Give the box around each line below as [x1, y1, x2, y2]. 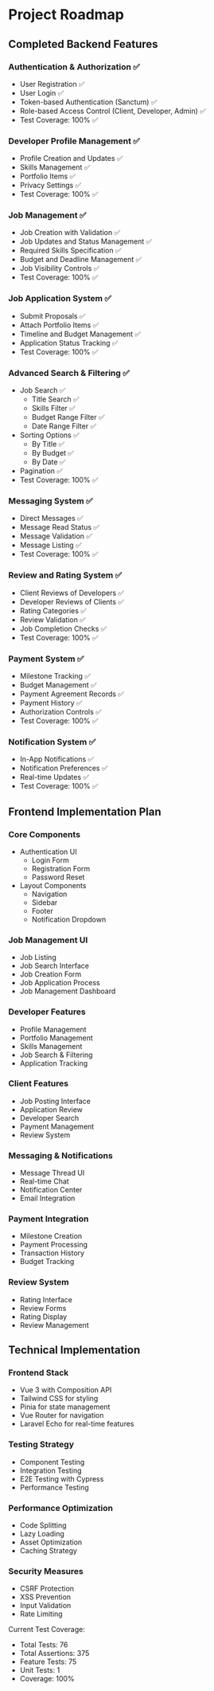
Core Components [8, 828, 81, 840]
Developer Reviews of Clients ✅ [19, 597, 125, 606]
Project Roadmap [8, 6, 125, 24]
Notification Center [19, 1185, 83, 1195]
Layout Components [19, 880, 87, 890]
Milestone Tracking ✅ [19, 671, 91, 680]
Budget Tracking [19, 1257, 75, 1266]
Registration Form [31, 863, 91, 873]
